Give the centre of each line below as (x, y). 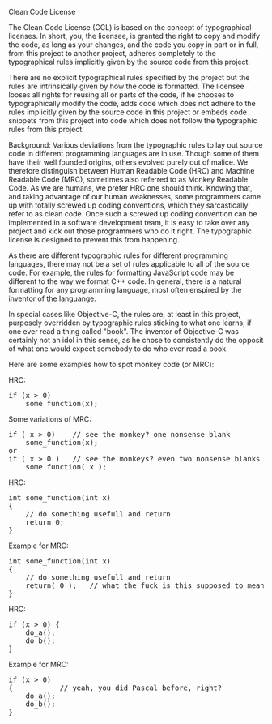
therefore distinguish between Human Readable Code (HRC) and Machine (132, 171)
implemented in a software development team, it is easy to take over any (129, 223)
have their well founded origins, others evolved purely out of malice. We (128, 162)
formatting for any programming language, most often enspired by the (125, 290)
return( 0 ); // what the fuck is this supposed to (134, 586)
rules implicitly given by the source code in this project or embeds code (127, 112)
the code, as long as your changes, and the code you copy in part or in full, (134, 45)
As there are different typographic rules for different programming (119, 255)
